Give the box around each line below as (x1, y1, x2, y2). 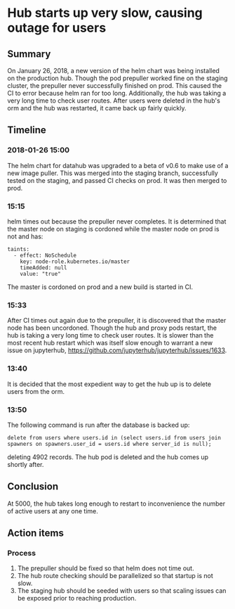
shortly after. (7, 460, 44, 468)
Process (7, 549, 36, 558)
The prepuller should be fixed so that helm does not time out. (17, 564, 194, 572)
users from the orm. (7, 387, 65, 395)
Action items (7, 527, 65, 539)
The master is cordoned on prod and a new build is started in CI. (7, 283, 193, 291)
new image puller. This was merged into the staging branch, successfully (7, 169, 219, 177)
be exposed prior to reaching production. (17, 594, 137, 603)
